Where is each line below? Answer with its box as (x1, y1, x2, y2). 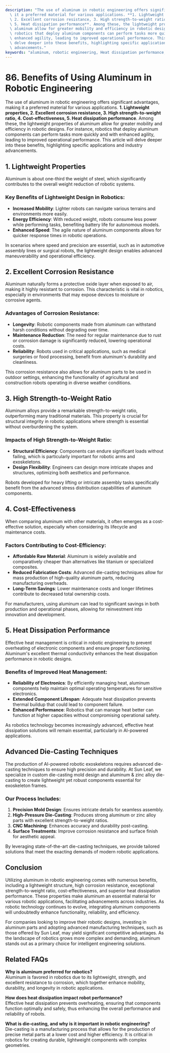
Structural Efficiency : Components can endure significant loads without (12, 448, 163, 454)
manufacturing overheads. (12, 580, 68, 586)
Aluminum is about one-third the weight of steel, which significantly (5, 176, 146, 182)
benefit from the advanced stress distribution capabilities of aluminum (5, 484, 152, 491)
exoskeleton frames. (5, 782, 48, 788)
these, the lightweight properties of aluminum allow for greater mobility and (5, 121, 163, 127)
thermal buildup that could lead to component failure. (12, 701, 124, 707)
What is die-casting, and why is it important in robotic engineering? (5, 1021, 150, 1027)
